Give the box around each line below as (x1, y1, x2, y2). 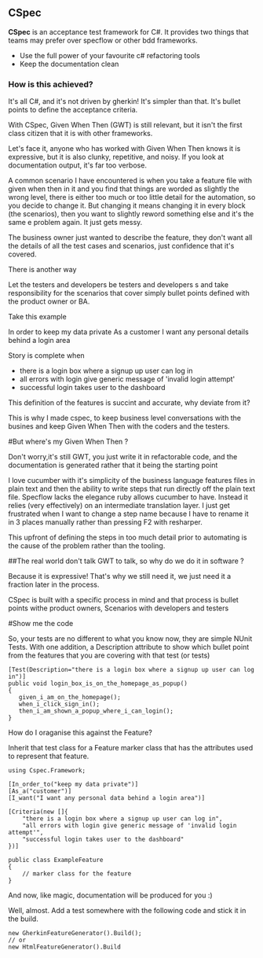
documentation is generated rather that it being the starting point (8, 460, 218, 470)
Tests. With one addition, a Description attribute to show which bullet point (8, 643, 250, 652)
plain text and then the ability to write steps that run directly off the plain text (8, 484, 256, 494)
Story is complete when (8, 351, 85, 360)
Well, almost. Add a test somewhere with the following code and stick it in (8, 906, 247, 916)
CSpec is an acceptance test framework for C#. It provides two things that (8, 27, 249, 36)
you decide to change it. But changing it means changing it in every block (8, 201, 246, 211)
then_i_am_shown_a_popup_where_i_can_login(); (18, 707, 174, 715)
